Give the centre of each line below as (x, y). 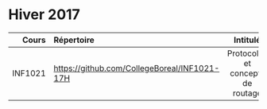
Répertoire (74, 40)
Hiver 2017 (44, 15)
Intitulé (248, 40)
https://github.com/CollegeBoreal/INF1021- (137, 68)
